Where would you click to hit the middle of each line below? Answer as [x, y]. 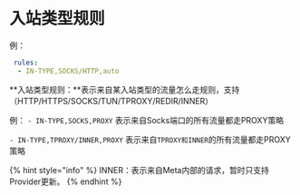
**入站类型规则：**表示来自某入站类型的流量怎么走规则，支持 [125, 89]
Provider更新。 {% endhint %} [66, 181]
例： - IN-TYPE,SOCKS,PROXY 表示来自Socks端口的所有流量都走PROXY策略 [146, 120]
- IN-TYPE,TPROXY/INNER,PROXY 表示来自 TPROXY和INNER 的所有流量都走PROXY [150, 139]
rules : [26, 63]
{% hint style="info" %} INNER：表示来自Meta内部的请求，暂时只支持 [139, 170]
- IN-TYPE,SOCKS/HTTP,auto [68, 71]
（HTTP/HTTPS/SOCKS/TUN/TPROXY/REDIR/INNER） [111, 101]
